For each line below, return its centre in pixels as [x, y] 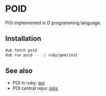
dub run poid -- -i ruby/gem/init [42, 55]
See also [19, 70]
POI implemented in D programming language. [54, 23]
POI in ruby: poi [29, 83]
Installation [23, 39]
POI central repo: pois [35, 88]
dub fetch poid [21, 50]
